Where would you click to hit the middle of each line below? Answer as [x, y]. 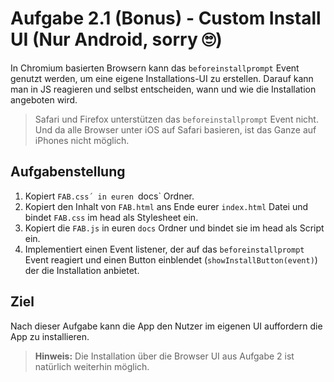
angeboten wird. [44, 99]
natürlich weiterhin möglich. [92, 366]
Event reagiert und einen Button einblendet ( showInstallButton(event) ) [171, 259]
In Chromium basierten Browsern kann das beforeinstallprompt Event [155, 68]
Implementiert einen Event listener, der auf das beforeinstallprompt [164, 249]
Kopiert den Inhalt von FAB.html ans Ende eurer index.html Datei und [166, 206]
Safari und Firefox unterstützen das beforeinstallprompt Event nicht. [176, 119]
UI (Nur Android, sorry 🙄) [116, 39]
